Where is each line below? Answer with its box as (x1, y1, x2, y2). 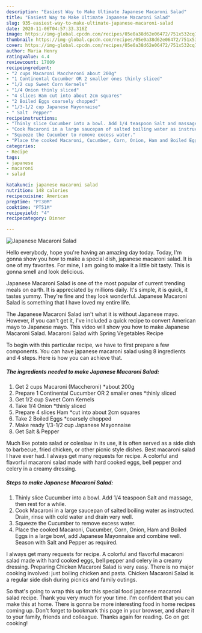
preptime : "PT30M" (6, 199, 52, 205)
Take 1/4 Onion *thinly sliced (14, 403, 86, 410)
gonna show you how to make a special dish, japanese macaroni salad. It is (6, 255, 192, 262)
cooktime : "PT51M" (6, 204, 52, 211)
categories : (6, 143, 36, 149)
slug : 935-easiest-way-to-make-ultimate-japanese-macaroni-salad (6, 20, 173, 26)
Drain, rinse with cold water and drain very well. (14, 513, 133, 520)
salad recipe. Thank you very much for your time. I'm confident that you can (6, 594, 195, 602)
